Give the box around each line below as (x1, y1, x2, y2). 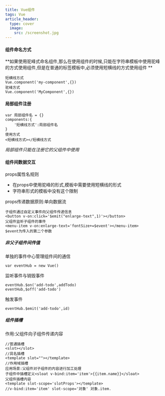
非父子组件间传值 (5, 240, 40, 246)
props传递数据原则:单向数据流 (5, 198, 66, 204)
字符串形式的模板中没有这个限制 (12, 188, 78, 194)
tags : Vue (5, 12, 26, 17)
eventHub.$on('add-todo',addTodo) (5, 282, 77, 288)
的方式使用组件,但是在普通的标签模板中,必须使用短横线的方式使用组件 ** (5, 65, 153, 71)
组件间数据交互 (5, 159, 36, 165)
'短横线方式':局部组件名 (14, 122, 58, 127)
